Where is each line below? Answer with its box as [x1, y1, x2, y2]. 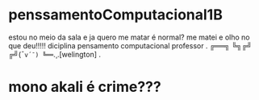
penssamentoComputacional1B [8, 6, 223, 24]
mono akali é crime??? [8, 78, 161, 96]
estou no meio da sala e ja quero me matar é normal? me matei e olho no [8, 32, 250, 42]
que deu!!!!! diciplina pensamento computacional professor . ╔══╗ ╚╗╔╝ [8, 40, 253, 50]
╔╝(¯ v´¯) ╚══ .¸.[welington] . [8, 49, 102, 59]
